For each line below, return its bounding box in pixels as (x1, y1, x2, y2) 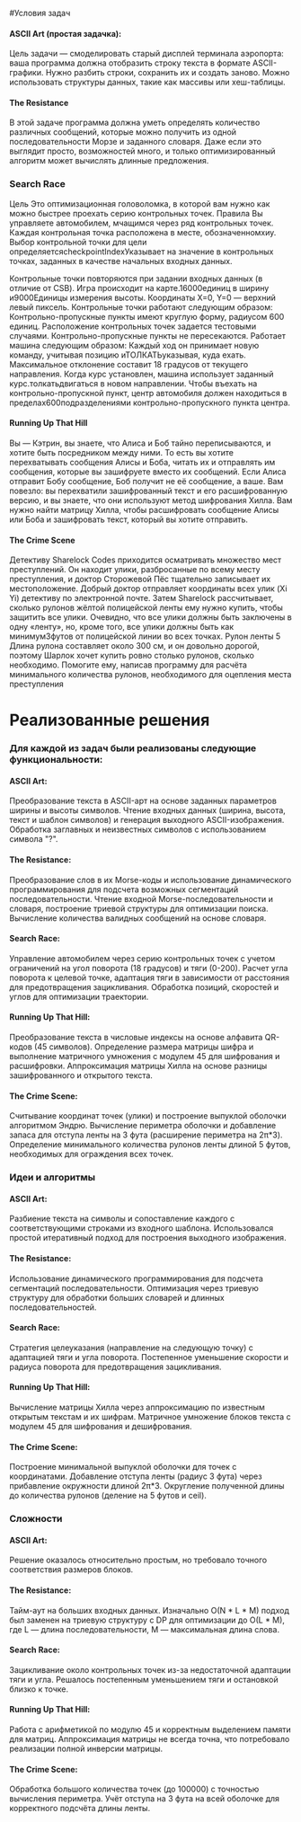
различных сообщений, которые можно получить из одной (9, 127, 236, 137)
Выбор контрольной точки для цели (9, 236, 147, 247)
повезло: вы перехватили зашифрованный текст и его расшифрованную (9, 485, 288, 496)
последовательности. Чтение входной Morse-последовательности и (9, 893, 274, 904)
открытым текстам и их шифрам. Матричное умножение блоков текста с (9, 1411, 291, 1422)
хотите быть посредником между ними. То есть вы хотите (9, 447, 235, 457)
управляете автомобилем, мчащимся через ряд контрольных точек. (9, 217, 274, 228)
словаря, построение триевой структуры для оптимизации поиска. (9, 903, 269, 914)
